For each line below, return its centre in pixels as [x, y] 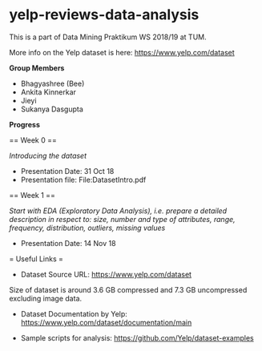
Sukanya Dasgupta [52, 109]
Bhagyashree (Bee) [52, 83]
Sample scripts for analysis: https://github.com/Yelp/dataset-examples [137, 337]
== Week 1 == [32, 195]
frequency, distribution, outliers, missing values [87, 228]
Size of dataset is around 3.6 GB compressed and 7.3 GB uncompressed [128, 289]
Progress [25, 124]
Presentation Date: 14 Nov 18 [68, 243]
